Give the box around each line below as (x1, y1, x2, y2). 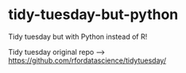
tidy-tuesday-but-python (8, 6, 179, 24)
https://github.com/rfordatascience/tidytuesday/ (8, 56, 167, 65)
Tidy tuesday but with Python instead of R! (8, 32, 148, 41)
